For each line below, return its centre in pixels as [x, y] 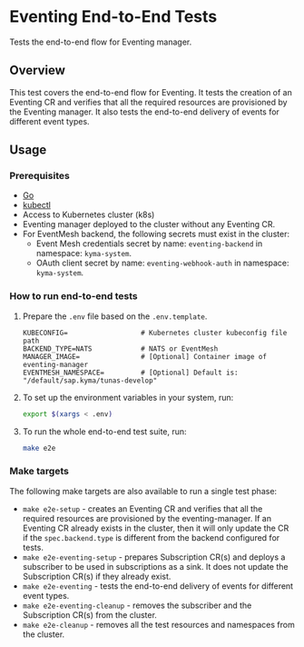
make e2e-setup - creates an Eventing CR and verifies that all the [142, 508]
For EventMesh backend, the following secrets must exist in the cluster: [156, 234]
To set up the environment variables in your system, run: [128, 397]
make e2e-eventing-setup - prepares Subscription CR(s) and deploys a [154, 557]
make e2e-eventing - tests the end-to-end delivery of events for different [157, 586]
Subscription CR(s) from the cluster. [89, 614]
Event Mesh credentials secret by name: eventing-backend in [149, 244]
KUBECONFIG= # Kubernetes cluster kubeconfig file [155, 333]
